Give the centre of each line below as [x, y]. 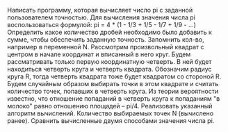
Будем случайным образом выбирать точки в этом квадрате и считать [113, 84]
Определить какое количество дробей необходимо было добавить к [109, 32]
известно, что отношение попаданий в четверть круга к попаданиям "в [114, 99]
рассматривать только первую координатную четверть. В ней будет [109, 61]
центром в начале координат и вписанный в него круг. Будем [99, 54]
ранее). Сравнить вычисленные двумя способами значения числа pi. [111, 121]
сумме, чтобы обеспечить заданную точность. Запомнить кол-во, [106, 40]
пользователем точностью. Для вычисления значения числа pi [101, 17]
